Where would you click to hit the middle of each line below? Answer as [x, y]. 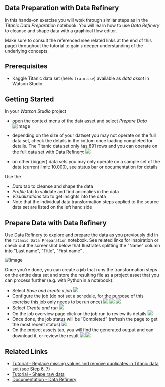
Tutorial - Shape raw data [38, 374]
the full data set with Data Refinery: [48, 152]
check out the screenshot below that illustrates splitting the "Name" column [82, 246]
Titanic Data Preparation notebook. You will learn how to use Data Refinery [82, 25]
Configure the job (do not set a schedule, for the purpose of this [78, 296]
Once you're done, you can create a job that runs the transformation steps [81, 270]
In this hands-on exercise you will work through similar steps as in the [77, 20]
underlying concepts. [27, 51]
